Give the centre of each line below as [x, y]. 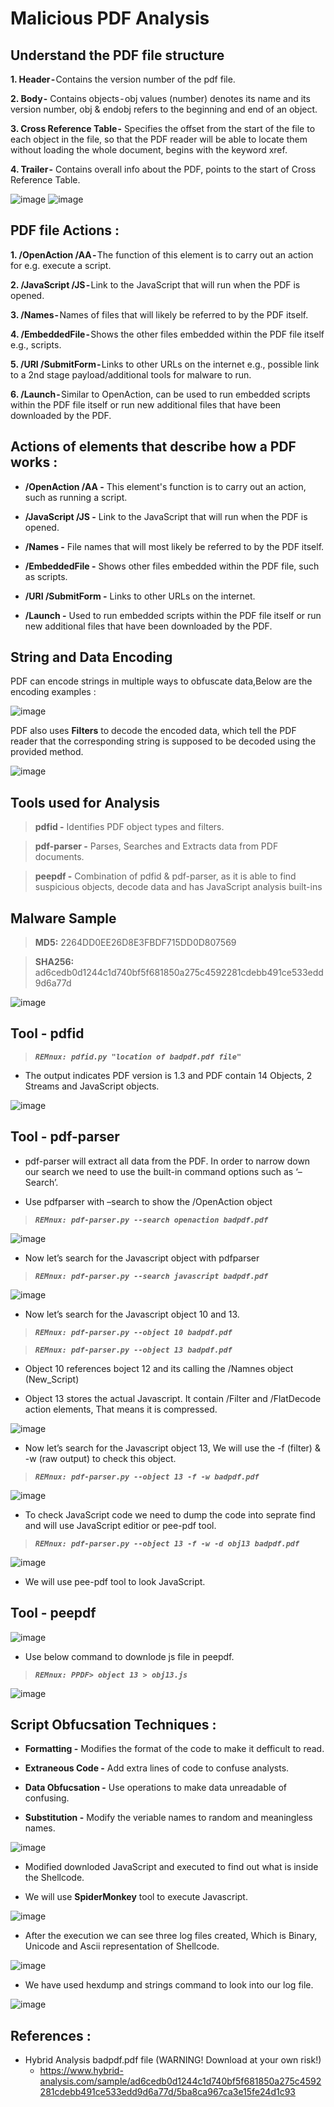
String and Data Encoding [91, 657]
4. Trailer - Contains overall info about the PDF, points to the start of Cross [163, 169]
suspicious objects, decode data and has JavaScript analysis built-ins [178, 887]
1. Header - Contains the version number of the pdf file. [123, 79]
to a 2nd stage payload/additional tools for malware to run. [131, 374]
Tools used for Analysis [85, 802]
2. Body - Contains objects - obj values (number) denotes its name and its [160, 98]
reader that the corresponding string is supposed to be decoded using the [163, 741]
